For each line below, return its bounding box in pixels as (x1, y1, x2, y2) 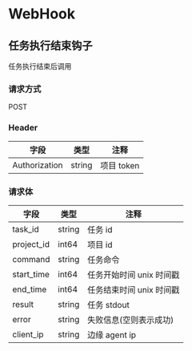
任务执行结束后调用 (8, 62, 72, 71)
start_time (12, 268, 50, 280)
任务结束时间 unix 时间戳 (87, 284, 180, 295)
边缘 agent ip (87, 329, 137, 341)
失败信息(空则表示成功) (87, 314, 174, 325)
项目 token (99, 159, 140, 171)
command (12, 253, 50, 264)
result (12, 298, 34, 309)
